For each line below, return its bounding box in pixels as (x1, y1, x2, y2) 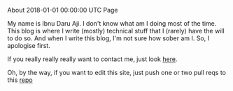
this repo (7, 76, 33, 84)
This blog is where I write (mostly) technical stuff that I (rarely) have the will (7, 27, 225, 35)
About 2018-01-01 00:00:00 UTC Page (7, 6, 118, 14)
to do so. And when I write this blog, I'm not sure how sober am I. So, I (7, 34, 210, 42)
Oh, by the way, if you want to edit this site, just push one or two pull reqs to (7, 69, 226, 76)
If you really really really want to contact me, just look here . (7, 55, 178, 63)
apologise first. (7, 42, 50, 49)
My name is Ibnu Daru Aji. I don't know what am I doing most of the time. (7, 19, 217, 27)
